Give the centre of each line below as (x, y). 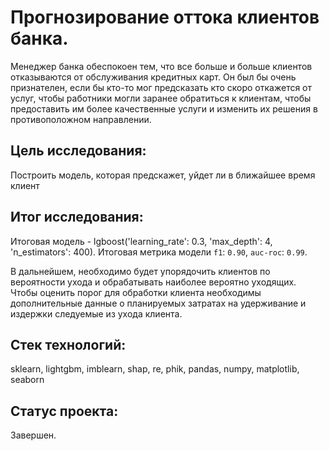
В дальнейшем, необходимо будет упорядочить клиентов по (140, 271)
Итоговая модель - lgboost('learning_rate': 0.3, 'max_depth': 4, (141, 241)
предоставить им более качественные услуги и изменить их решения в (164, 108)
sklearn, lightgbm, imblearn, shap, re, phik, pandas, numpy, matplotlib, (155, 369)
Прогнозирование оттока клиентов (165, 17)
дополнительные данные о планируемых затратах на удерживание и (158, 303)
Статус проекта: (64, 411)
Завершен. (33, 435)
